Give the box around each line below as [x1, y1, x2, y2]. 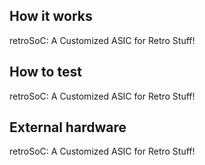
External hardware [9, 119, 127, 136]
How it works [9, 8, 93, 25]
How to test [9, 64, 82, 81]
